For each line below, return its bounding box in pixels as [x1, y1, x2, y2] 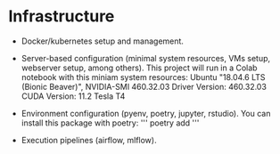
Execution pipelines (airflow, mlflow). [21, 134, 157, 145]
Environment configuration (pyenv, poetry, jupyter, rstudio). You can [21, 108, 271, 118]
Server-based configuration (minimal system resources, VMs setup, [21, 53, 271, 63]
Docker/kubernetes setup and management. [21, 36, 185, 46]
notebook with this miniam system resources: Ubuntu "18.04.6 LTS [21, 71, 266, 82]
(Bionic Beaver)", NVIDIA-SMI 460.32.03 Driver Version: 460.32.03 [21, 81, 267, 92]
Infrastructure [8, 6, 115, 27]
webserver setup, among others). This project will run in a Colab [21, 62, 258, 73]
